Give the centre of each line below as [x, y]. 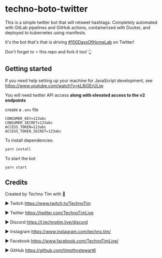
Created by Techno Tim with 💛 [35, 194]
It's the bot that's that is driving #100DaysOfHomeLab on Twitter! [70, 42]
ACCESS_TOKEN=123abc [26, 127]
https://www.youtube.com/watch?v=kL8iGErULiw [54, 85]
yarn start [16, 167]
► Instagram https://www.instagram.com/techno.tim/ [58, 232]
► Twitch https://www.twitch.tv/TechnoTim [48, 203]
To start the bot [20, 158]
